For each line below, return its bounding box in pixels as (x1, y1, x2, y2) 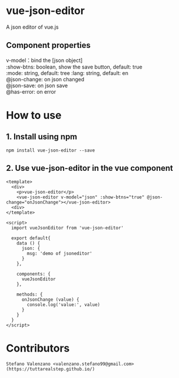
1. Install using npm (6, 132, 78, 142)
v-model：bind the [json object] (6, 57, 83, 64)
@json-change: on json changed (6, 75, 85, 83)
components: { (16, 271, 51, 277)
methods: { (16, 291, 43, 297)
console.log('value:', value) (27, 301, 100, 308)
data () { (16, 240, 41, 246)
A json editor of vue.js (6, 23, 59, 30)
